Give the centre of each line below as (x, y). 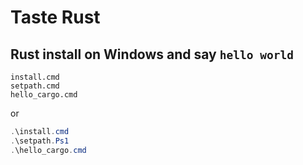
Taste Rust (55, 17)
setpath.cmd (35, 86)
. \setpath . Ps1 (40, 141)
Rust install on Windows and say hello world (152, 54)
